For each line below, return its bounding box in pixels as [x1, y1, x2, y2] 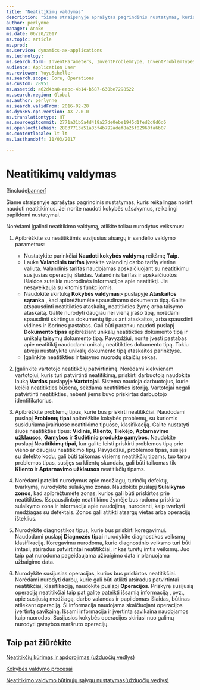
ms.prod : [6, 42, 28, 48]
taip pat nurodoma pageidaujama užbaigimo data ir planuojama [14, 552, 170, 559]
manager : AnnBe [6, 25, 44, 32]
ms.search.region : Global [6, 92, 70, 98]
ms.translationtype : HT [6, 114, 65, 120]
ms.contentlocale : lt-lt [6, 131, 68, 137]
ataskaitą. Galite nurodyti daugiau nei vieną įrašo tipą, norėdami [23, 309, 180, 316]
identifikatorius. [14, 397, 54, 404]
